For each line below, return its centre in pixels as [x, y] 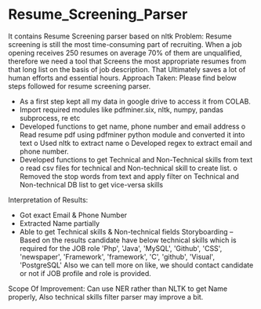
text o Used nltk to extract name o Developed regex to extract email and [136, 143]
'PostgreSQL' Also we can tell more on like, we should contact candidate [136, 265]
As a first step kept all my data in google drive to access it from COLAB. [135, 101]
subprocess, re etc [50, 118]
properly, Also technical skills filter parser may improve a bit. [106, 296]
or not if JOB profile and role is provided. [85, 273]
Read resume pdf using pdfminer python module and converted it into [132, 134]
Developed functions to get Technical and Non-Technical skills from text [136, 159]
